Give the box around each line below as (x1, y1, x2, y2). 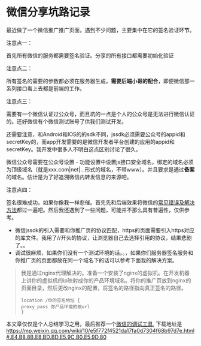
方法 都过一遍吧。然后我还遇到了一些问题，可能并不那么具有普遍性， (6, 206, 174, 213)
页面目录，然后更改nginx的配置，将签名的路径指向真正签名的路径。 (20, 284, 187, 291)
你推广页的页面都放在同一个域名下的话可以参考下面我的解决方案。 (14, 256, 178, 264)
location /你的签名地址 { (20, 297, 81, 303)
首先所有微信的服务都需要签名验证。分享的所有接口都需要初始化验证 (6, 52, 174, 59)
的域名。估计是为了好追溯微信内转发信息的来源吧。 (6, 173, 132, 180)
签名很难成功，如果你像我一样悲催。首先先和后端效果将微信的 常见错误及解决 (6, 198, 195, 206)
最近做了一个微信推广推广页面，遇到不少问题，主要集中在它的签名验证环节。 (6, 26, 195, 34)
